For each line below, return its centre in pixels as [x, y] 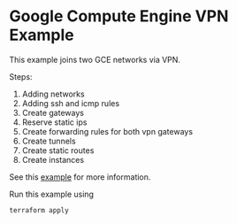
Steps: [21, 76]
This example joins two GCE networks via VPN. [95, 59]
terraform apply [39, 210]
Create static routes [58, 150]
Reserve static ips [54, 122]
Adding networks [54, 94]
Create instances [53, 159]
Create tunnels [49, 141]
